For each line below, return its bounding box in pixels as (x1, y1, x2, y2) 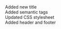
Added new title (5, 4, 37, 10)
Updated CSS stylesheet (5, 14, 55, 20)
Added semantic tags (5, 9, 48, 15)
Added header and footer (5, 19, 56, 25)
